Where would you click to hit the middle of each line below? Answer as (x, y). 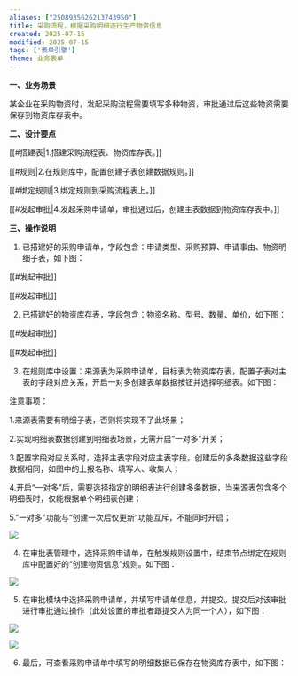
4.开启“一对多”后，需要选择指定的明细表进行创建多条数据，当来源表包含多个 (148, 487)
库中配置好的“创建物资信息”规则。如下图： (99, 564)
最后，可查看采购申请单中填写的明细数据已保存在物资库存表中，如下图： (154, 663)
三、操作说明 (32, 228)
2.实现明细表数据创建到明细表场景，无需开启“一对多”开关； (117, 439)
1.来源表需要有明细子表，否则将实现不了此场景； (98, 420)
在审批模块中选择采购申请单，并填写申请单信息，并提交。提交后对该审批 (154, 599)
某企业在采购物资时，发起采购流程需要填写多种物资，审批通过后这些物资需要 (149, 104)
